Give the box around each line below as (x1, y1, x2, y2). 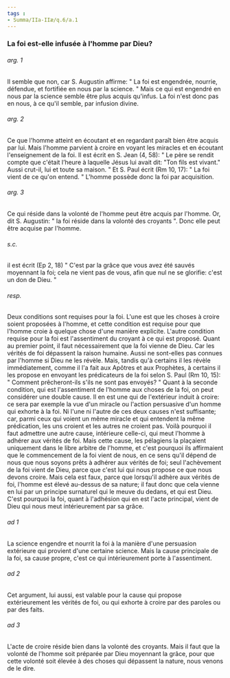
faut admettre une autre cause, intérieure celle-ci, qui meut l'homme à (7, 430, 205, 438)
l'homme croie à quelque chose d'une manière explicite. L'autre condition (7, 327, 215, 336)
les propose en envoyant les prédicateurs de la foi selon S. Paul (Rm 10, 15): (7, 371, 221, 379)
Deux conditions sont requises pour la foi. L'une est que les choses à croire (7, 313, 220, 321)
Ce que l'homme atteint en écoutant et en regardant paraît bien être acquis (7, 136, 219, 144)
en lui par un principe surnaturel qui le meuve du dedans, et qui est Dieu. (7, 488, 213, 496)
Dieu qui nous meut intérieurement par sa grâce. (7, 502, 144, 511)
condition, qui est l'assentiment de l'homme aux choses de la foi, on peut (7, 386, 214, 394)
